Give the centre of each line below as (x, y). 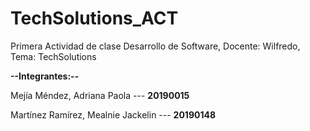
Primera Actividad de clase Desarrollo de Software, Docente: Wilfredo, (155, 46)
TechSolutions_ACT (94, 18)
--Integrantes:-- (45, 76)
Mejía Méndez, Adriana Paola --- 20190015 (100, 95)
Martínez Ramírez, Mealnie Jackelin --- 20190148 (113, 114)
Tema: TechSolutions (53, 56)
